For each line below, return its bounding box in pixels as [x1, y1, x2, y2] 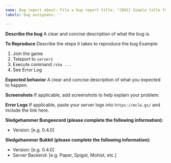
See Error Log [12, 67, 42, 73]
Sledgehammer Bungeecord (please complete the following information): [5, 117, 164, 123]
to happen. [5, 82, 28, 88]
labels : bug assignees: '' [5, 12, 63, 17]
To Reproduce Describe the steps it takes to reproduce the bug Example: [5, 40, 159, 46]
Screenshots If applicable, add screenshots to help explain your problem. [5, 92, 160, 98]
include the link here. [5, 107, 49, 113]
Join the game [12, 50, 43, 57]
